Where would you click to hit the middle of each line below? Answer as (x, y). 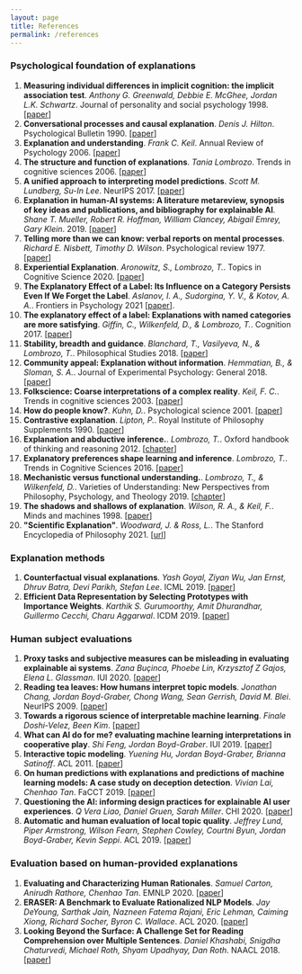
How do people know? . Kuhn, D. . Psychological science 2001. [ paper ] (153, 410)
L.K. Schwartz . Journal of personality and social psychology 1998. (146, 104)
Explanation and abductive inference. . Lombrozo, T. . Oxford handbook (156, 439)
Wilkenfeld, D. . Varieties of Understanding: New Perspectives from (146, 487)
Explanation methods (58, 558)
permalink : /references (55, 34)
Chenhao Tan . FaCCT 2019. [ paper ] (89, 792)
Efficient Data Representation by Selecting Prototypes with (136, 596)
